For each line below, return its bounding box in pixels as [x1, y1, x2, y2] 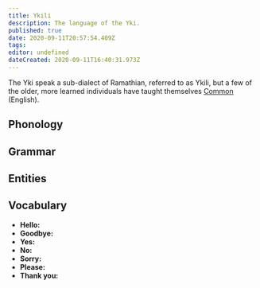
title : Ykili [8, 11, 52, 20]
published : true [8, 26, 62, 34]
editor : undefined [8, 49, 69, 56]
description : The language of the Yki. [8, 19, 141, 27]
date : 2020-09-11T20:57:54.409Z [8, 33, 115, 42]
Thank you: [19, 270, 59, 280]
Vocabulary [8, 199, 68, 212]
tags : [8, 41, 26, 49]
